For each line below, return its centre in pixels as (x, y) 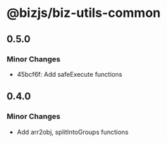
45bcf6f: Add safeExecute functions (69, 74)
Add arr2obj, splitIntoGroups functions (73, 132)
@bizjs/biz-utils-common (84, 13)
